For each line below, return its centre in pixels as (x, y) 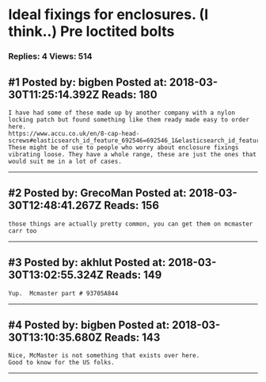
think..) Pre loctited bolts (91, 31)
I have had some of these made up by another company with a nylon (122, 113)
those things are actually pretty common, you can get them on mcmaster (131, 224)
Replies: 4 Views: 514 (50, 56)
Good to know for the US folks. (61, 363)
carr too (23, 231)
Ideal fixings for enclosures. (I (108, 15)
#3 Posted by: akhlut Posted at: (87, 262)
